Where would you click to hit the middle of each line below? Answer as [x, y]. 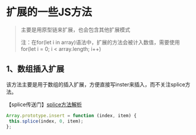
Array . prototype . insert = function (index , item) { [71, 115]
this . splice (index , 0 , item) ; [46, 121]
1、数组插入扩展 [35, 69]
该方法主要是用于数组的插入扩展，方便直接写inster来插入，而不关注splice [96, 84]
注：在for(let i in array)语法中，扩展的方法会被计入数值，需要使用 [100, 42]
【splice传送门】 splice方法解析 [44, 104]
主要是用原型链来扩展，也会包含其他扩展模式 [75, 30]
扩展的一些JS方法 [49, 12]
